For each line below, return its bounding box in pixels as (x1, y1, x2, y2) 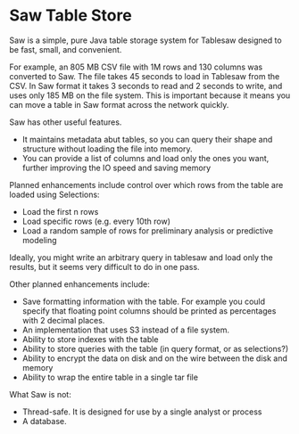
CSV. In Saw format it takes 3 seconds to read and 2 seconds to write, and (9, 80, 283, 91)
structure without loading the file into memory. (21, 143, 194, 154)
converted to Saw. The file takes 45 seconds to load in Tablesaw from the (9, 70, 280, 81)
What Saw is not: (9, 389, 71, 399)
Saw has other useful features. (9, 117, 122, 127)
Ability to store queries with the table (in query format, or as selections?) (21, 343, 289, 354)
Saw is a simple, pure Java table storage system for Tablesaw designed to (9, 35, 283, 45)
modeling (21, 234, 57, 245)
